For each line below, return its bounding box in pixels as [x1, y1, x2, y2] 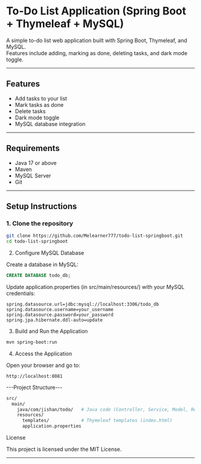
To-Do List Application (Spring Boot [6, 4, 187, 18]
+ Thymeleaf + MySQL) [6, 17, 124, 31]
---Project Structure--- [6, 384, 63, 391]
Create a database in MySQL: [6, 261, 79, 268]
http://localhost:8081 [6, 373, 63, 379]
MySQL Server [14, 172, 51, 179]
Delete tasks [14, 107, 46, 115]
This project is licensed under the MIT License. [6, 445, 122, 453]
